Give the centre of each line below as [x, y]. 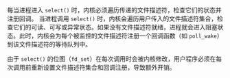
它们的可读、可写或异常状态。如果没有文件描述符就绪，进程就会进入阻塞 [115, 27]
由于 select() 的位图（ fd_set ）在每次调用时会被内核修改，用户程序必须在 [112, 59]
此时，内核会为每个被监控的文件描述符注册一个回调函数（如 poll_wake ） [121, 36]
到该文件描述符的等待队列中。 [49, 44]
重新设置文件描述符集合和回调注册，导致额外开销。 [103, 67]
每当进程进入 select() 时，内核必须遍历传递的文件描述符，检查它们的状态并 [114, 10]
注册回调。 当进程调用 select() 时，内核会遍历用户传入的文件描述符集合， [112, 18]
